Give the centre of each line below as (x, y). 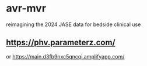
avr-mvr (26, 8)
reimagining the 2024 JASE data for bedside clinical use (73, 24)
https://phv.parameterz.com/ (61, 43)
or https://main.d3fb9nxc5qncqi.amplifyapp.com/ (65, 56)
